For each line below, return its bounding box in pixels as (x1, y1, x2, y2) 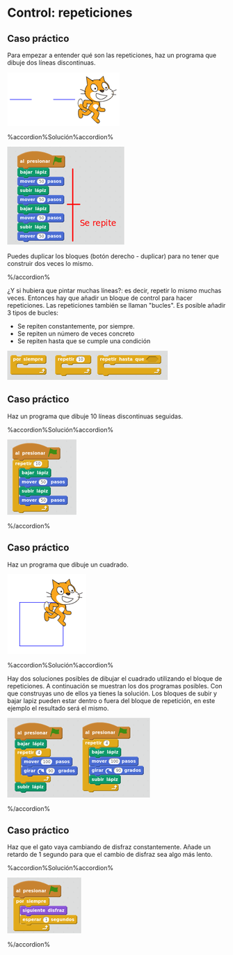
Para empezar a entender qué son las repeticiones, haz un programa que (7, 51, 217, 59)
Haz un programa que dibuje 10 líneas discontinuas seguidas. (7, 412, 183, 420)
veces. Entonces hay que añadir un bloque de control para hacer (7, 294, 193, 302)
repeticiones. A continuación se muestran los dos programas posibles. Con (7, 681, 223, 690)
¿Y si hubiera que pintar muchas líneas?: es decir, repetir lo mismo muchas (7, 287, 222, 294)
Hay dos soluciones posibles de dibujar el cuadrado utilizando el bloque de (7, 674, 223, 683)
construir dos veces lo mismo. (7, 260, 94, 267)
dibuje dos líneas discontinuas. (7, 58, 96, 67)
